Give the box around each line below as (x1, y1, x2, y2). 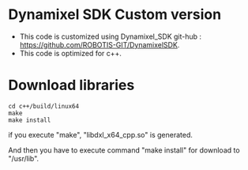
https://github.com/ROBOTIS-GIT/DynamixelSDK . (19, 40, 180, 49)
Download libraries (8, 77, 135, 94)
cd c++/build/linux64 (8, 102, 80, 110)
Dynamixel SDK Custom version (8, 6, 222, 24)
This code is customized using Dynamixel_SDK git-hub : (19, 32, 202, 41)
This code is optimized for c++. (19, 48, 122, 58)
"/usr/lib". (8, 153, 39, 163)
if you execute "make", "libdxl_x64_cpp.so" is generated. (8, 130, 194, 139)
